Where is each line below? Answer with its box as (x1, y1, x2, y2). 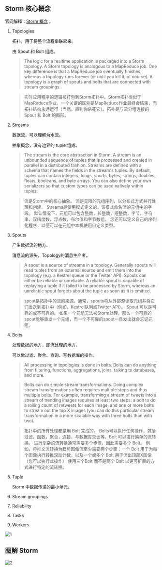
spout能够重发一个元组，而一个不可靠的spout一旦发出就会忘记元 (24, 316, 153, 322)
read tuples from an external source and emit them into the (24, 267, 142, 273)
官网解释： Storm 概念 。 (5, 18, 54, 24)
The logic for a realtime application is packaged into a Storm (24, 58, 145, 64)
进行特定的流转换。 (28, 464, 67, 470)
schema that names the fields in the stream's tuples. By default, (24, 167, 151, 173)
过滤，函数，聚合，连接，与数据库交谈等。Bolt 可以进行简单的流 (24, 434, 152, 439)
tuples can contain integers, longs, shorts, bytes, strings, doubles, (24, 172, 156, 178)
